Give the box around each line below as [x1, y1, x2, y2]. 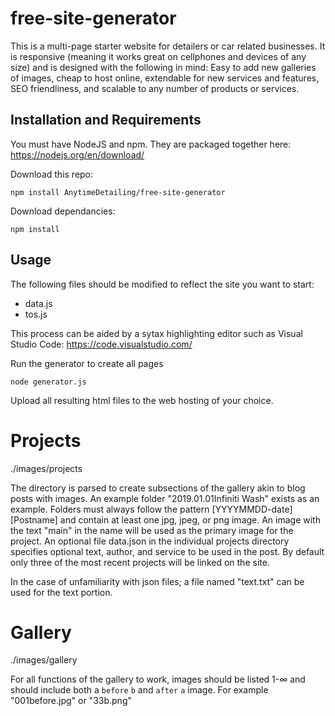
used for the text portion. [10, 586, 113, 598]
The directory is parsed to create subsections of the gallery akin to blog [10, 482, 306, 494]
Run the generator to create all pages [10, 357, 164, 369]
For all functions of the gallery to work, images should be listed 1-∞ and [10, 673, 306, 686]
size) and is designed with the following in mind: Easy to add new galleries [10, 61, 317, 73]
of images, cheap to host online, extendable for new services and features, [10, 72, 320, 84]
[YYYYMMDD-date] [211, 503, 293, 515]
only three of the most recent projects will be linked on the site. [10, 556, 270, 568]
